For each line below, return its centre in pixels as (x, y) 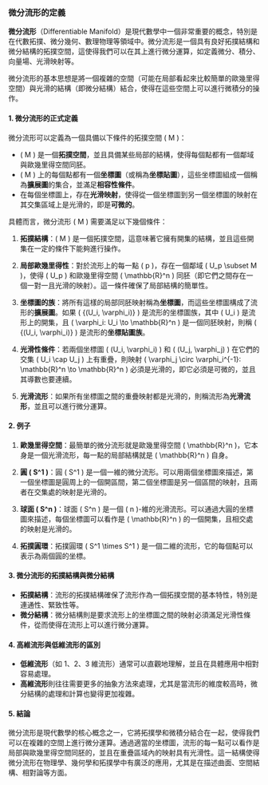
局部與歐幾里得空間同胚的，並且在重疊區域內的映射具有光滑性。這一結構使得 (134, 753)
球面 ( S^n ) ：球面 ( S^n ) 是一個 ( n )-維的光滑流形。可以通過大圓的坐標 (136, 509)
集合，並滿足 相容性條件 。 (97, 184)
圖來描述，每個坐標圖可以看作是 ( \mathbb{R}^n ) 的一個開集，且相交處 (136, 519)
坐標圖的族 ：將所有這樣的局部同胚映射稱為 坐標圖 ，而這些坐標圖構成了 (135, 302)
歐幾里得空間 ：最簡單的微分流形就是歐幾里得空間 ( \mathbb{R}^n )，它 (135, 445)
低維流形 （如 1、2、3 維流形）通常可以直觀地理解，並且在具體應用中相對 (139, 664)
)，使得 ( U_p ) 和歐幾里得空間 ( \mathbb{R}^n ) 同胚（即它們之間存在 (133, 275)
